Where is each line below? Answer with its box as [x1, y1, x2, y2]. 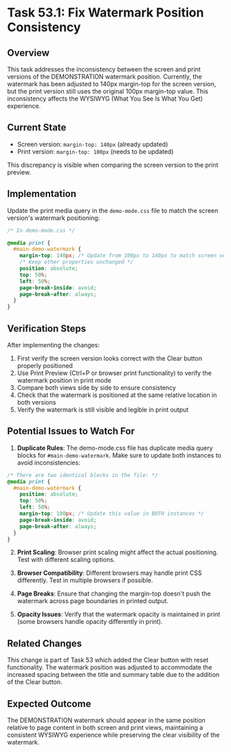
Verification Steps [7, 323, 87, 334]
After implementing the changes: [7, 341, 100, 349]
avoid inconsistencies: [16, 458, 80, 467]
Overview [7, 47, 50, 59]
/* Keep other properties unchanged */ [19, 258, 134, 266]
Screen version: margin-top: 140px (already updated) [16, 140, 168, 148]
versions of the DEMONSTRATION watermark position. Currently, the [7, 72, 202, 81]
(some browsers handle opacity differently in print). [16, 618, 163, 626]
